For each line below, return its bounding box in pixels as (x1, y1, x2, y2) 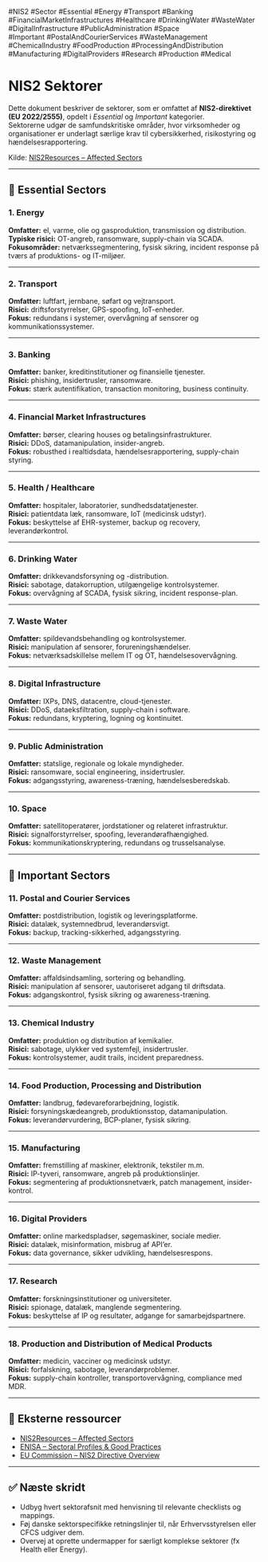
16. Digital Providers (8, 1214, 88, 1225)
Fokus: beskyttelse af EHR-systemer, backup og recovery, (8, 517, 201, 527)
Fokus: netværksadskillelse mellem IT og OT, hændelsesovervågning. (8, 651, 238, 660)
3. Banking (8, 348, 51, 360)
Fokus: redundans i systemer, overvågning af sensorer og (8, 313, 199, 322)
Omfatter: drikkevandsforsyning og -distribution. (8, 572, 169, 581)
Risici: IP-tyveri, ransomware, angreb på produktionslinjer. (8, 1169, 200, 1178)
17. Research (8, 1276, 58, 1287)
